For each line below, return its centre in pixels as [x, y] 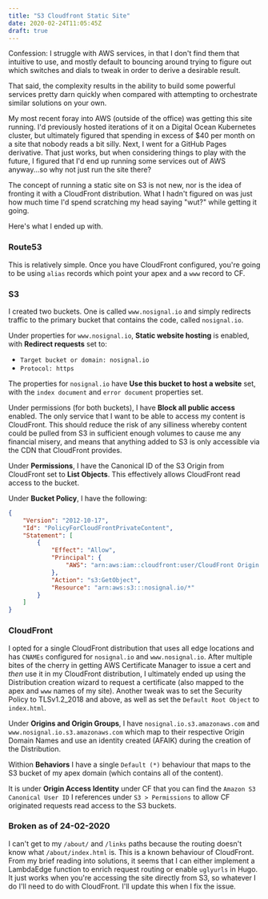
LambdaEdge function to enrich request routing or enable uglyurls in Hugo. [133, 869]
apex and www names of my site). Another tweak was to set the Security [125, 690]
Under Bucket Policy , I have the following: [78, 498]
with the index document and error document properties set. [106, 392]
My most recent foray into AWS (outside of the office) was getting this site [130, 119]
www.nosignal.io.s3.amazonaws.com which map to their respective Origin [127, 731]
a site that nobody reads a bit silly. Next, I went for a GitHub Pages [118, 144]
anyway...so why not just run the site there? [80, 170]
